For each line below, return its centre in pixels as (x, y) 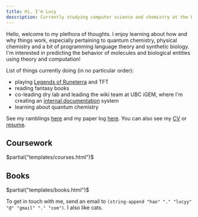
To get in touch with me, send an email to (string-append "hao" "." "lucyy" (99, 202)
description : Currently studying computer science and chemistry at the (97, 17)
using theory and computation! (43, 59)
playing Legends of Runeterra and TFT (62, 82)
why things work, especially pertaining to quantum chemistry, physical (92, 40)
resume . (16, 124)
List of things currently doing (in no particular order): (70, 70)
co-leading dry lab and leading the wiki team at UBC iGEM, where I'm (99, 94)
